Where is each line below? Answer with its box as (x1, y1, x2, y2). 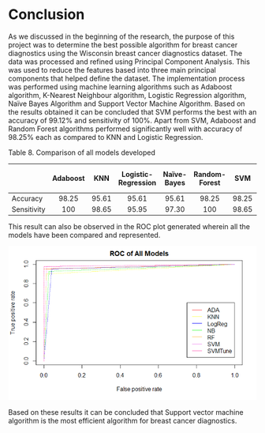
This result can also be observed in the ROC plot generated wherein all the (8, 222, 251, 232)
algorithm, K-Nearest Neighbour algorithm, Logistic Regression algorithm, (8, 90, 247, 100)
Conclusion (8, 6, 85, 24)
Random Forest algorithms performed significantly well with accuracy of (8, 124, 243, 134)
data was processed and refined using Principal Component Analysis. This (8, 57, 251, 66)
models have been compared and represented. (8, 231, 161, 240)
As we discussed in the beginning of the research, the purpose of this (8, 32, 235, 41)
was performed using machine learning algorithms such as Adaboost (8, 81, 233, 92)
